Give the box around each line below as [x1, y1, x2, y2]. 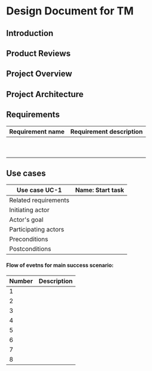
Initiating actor [9, 206, 50, 214]
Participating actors [9, 225, 65, 234]
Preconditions [9, 235, 48, 243]
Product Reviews [6, 48, 71, 58]
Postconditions [9, 245, 51, 253]
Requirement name [9, 127, 65, 135]
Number [9, 277, 33, 285]
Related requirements [9, 196, 70, 204]
